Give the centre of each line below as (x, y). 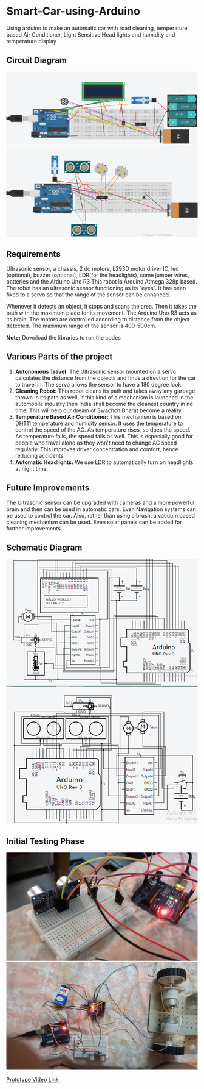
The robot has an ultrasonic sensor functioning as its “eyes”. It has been (96, 288)
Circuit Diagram (36, 60)
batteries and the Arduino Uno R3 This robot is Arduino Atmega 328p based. (102, 282)
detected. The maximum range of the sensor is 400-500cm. (81, 326)
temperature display (31, 41)
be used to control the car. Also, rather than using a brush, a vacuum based (101, 515)
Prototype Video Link (32, 1080)
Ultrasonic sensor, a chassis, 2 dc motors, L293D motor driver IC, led (93, 269)
